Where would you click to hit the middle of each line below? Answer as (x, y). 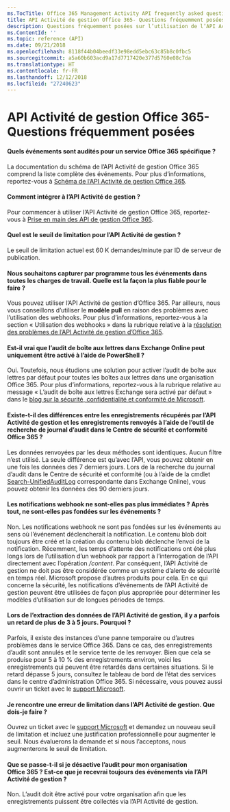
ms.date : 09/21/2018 (37, 45)
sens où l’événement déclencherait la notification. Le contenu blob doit (107, 534)
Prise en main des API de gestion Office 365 (89, 219)
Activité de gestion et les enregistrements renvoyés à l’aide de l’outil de (111, 423)
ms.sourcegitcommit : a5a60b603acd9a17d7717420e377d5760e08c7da (99, 58)
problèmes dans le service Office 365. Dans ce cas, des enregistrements (110, 645)
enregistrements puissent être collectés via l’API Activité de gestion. (103, 802)
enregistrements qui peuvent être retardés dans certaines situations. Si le (111, 667)
